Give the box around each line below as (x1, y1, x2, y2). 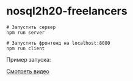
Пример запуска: (6, 56, 51, 63)
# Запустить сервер (6, 24, 56, 30)
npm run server (6, 29, 45, 36)
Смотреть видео (6, 68, 50, 75)
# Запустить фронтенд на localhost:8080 (6, 40, 111, 46)
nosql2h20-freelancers (6, 4, 128, 18)
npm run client (6, 45, 45, 51)
